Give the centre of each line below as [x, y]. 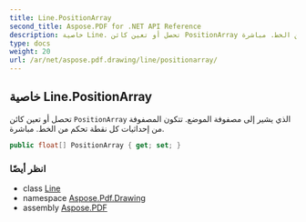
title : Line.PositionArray [61, 18]
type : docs [30, 43]
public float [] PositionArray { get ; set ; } [95, 145]
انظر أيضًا [28, 168]
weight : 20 [30, 52]
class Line [41, 188]
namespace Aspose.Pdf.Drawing [84, 197]
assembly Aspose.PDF [65, 207]
